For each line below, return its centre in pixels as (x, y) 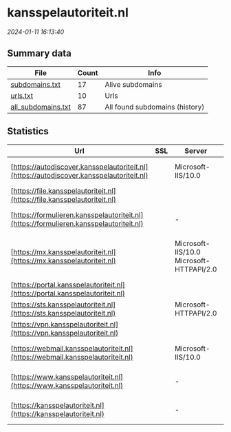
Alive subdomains (134, 84)
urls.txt (22, 96)
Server (196, 151)
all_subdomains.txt (41, 107)
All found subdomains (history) (155, 107)
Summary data (40, 53)
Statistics (28, 131)
